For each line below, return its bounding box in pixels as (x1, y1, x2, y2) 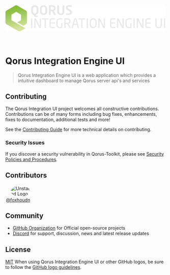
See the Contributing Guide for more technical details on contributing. (5, 127, 152, 133)
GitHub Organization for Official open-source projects (12, 225, 126, 231)
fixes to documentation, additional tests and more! (5, 116, 110, 123)
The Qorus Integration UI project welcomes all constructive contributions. (5, 106, 159, 112)
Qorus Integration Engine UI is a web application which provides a (17, 72, 156, 78)
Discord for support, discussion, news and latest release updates (12, 231, 149, 237)
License (5, 245, 31, 254)
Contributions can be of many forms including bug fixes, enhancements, (5, 111, 157, 117)
